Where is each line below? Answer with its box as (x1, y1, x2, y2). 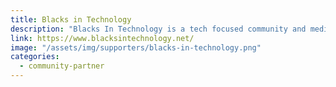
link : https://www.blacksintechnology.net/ (10, 33, 195, 43)
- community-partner (19, 61, 105, 71)
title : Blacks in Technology (10, 14, 132, 25)
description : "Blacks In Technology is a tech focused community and (10, 24, 307, 34)
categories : (10, 52, 60, 62)
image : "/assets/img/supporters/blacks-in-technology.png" (10, 42, 262, 53)
